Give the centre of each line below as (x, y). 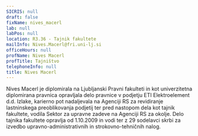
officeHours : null (29, 50)
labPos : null (22, 34)
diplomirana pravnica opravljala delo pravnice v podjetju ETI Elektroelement (98, 95)
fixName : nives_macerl (34, 22)
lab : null (18, 28)
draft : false (22, 17)
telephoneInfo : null (32, 67)
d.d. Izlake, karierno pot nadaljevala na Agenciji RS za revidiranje (85, 102)
